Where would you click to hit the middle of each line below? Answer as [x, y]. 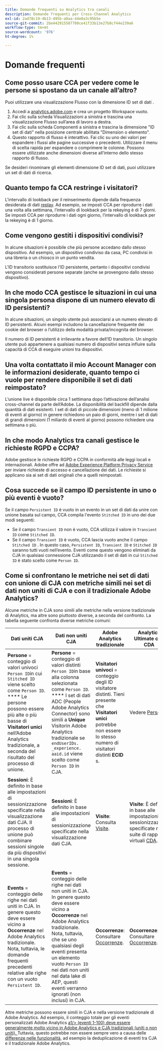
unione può [20, 834]
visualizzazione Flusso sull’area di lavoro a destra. [62, 121]
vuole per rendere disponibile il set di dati [69, 380]
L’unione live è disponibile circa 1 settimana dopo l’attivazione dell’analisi [77, 399]
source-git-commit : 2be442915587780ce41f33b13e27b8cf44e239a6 [69, 23]
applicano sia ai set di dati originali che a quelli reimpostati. [64, 475]
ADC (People [66, 701]
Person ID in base [71, 671]
